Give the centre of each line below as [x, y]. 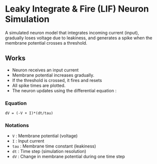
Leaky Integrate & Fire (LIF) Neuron [77, 9]
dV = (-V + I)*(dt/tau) [29, 113]
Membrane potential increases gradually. [53, 75]
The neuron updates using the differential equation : [64, 90]
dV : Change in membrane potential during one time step [69, 157]
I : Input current [28, 141]
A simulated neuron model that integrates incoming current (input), [72, 33]
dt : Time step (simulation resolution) [49, 151]
